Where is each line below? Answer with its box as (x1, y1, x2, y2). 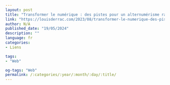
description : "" (5, 31, 39, 36)
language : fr (5, 36, 33, 41)
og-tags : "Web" (5, 67, 37, 73)
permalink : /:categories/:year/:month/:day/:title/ (5, 72, 116, 77)
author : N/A (5, 21, 30, 27)
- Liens (5, 45, 22, 50)
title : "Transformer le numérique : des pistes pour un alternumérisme (5, 12, 159, 17)
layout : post (5, 7, 33, 13)
